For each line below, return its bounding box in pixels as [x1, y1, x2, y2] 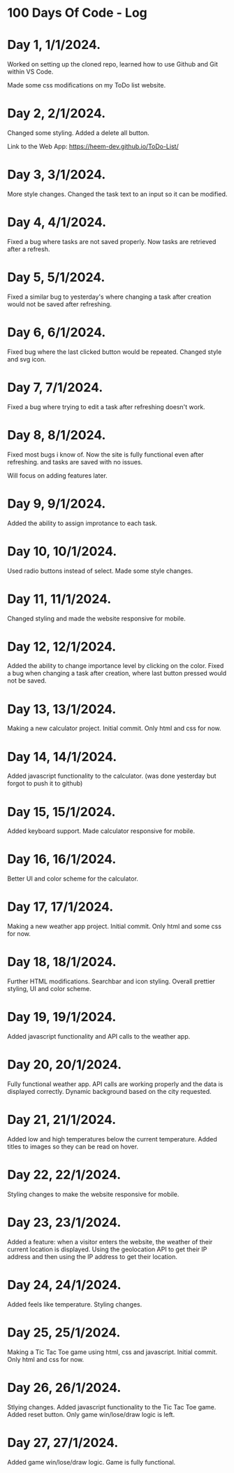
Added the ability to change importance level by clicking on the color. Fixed [7, 662, 224, 670]
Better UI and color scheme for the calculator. [7, 874, 138, 883]
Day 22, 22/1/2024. [7, 1167, 122, 1183]
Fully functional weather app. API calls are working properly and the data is [7, 1079, 224, 1088]
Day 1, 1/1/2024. [7, 37, 101, 53]
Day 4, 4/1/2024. [7, 215, 107, 230]
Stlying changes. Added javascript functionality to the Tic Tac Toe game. [7, 1402, 217, 1411]
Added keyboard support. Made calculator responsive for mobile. [7, 827, 196, 835]
